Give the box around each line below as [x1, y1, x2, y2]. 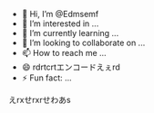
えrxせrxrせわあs [8, 95, 71, 105]
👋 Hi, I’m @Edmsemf [21, 9, 99, 19]
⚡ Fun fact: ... [21, 72, 72, 83]
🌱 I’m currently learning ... [21, 28, 119, 38]
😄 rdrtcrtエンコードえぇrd [21, 61, 120, 72]
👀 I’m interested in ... [21, 18, 99, 29]
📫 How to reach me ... [21, 48, 107, 58]
